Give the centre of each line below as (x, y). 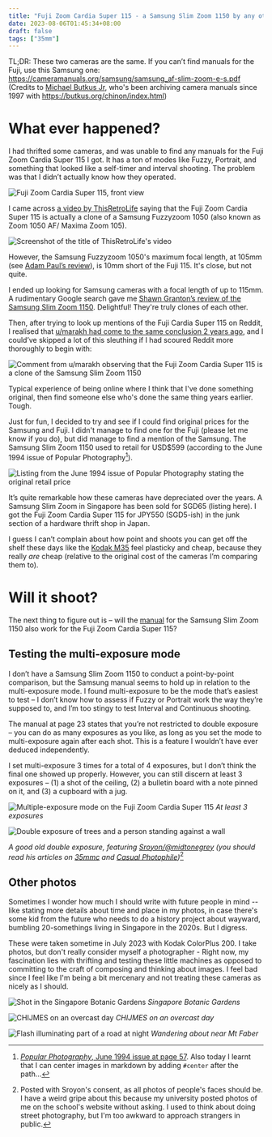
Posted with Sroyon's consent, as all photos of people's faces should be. (141, 1090)
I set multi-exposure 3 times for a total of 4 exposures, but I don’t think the (132, 765)
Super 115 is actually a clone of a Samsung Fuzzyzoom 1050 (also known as (135, 217)
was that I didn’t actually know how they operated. (92, 177)
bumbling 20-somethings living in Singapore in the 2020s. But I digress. (128, 928)
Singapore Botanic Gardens (194, 1002)
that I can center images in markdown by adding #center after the (129, 1066)
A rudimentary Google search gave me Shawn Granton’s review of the (125, 299)
